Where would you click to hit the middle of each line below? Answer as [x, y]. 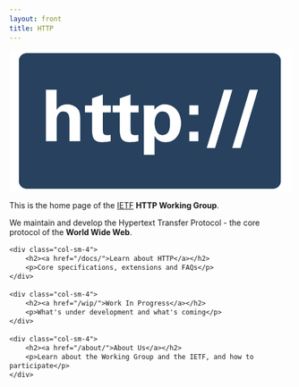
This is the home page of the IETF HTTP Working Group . [114, 205]
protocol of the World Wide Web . [71, 231]
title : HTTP [31, 28]
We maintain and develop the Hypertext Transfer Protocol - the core [135, 223]
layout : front [36, 19]
